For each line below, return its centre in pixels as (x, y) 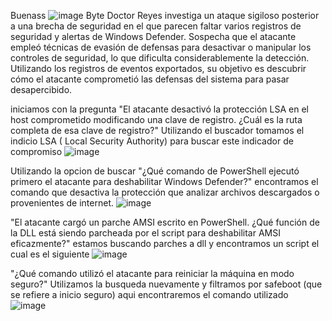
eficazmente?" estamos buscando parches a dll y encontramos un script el (165, 243)
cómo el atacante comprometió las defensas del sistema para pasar (150, 79)
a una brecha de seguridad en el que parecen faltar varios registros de (156, 26)
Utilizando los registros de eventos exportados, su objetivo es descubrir (158, 68)
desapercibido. (41, 89)
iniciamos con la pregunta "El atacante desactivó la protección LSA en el (159, 109)
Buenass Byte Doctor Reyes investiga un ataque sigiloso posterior (165, 15)
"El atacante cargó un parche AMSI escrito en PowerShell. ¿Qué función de (165, 222)
